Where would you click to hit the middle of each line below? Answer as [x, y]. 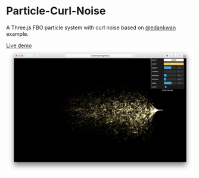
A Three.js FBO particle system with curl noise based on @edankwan [91, 27]
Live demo [19, 45]
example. [17, 33]
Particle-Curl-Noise [56, 11]
